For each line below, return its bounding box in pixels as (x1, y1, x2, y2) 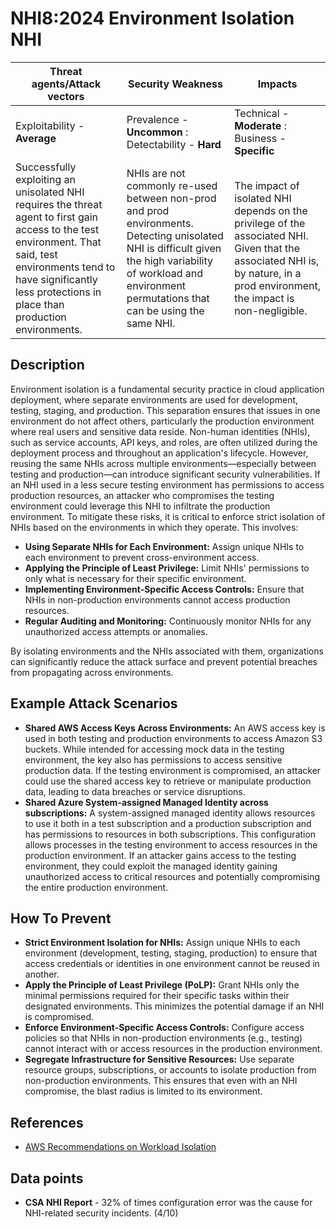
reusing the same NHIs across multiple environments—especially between (10, 457, 317, 469)
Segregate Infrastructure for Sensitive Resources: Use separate (24, 1053, 295, 1066)
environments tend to (15, 260, 116, 274)
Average (15, 131, 57, 145)
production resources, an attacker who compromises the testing (10, 489, 275, 501)
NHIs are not (126, 166, 186, 180)
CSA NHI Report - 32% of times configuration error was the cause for (24, 1197, 313, 1208)
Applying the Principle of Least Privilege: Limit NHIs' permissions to (24, 562, 310, 574)
